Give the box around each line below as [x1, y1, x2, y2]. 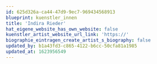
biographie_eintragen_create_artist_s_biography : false [5, 37, 151, 43]
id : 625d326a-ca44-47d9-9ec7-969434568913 [5, 9, 115, 15]
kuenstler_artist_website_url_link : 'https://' [5, 32, 130, 38]
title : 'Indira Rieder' [5, 20, 67, 26]
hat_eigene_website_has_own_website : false [5, 26, 119, 32]
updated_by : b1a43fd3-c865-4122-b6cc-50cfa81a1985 [5, 43, 137, 49]
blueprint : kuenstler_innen [5, 15, 78, 21]
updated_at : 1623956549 [5, 49, 67, 55]
